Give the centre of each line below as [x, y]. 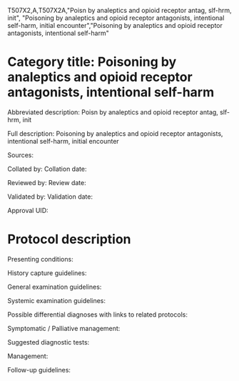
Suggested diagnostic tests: [49, 342]
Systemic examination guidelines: [56, 300]
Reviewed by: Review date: [47, 182]
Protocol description [69, 239]
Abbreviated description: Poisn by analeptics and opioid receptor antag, [113, 112]
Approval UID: [28, 210]
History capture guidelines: [47, 273]
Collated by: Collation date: [47, 169]
